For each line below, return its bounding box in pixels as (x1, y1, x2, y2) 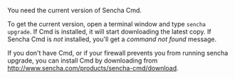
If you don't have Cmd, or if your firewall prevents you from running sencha (7, 49, 229, 57)
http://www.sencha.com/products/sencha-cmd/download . (7, 64, 179, 72)
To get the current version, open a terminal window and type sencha (7, 20, 207, 28)
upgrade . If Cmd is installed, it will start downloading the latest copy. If (7, 28, 211, 36)
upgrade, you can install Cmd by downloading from (7, 56, 158, 65)
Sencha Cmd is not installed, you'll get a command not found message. (7, 35, 217, 43)
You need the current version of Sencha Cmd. (7, 6, 142, 14)
